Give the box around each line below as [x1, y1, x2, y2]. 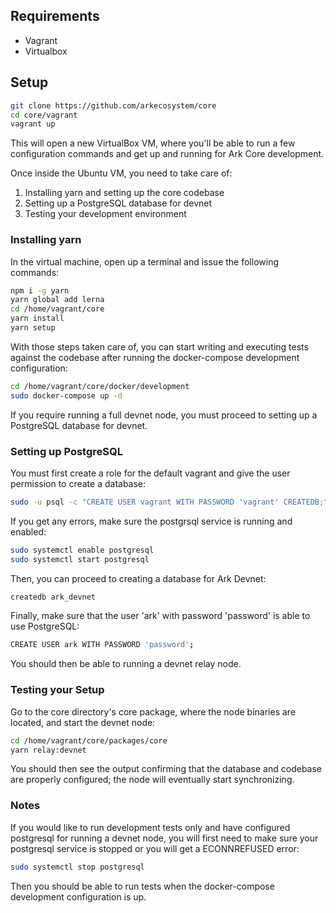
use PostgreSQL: [10, 620, 80, 633]
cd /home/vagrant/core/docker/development [10, 381, 190, 391]
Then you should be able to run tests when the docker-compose [10, 880, 275, 892]
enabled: [10, 525, 47, 538]
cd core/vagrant [10, 110, 78, 120]
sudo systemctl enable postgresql [10, 545, 155, 555]
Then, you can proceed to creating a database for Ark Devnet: [10, 572, 267, 584]
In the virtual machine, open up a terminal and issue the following [10, 255, 279, 268]
